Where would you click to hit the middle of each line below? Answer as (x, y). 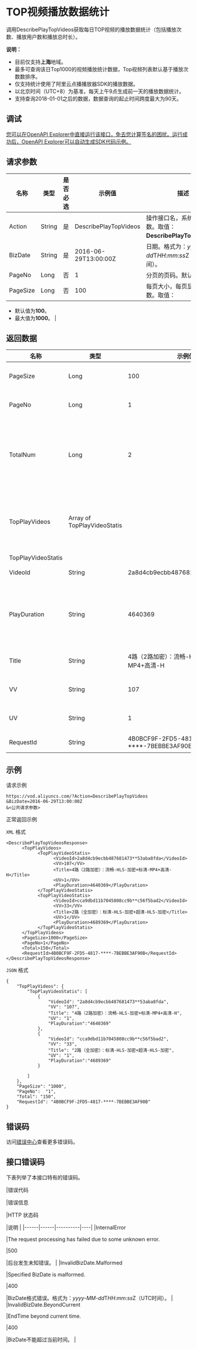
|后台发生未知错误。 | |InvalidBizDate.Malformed (64, 1263)
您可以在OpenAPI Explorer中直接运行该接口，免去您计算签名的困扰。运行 (94, 134)
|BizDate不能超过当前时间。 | (41, 1340)
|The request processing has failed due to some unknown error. (83, 1239)
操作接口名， (164, 218)
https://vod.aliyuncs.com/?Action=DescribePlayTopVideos (77, 797)
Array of (79, 518)
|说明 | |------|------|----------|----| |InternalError (66, 1227)
